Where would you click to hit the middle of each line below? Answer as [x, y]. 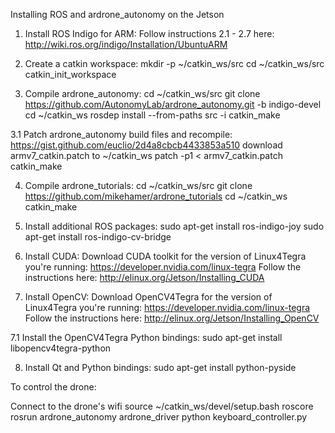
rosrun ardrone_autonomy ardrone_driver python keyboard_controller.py [159, 417]
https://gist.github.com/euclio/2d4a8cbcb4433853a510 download [146, 145]
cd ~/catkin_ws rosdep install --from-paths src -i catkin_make [152, 115]
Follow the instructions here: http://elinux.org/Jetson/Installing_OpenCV [172, 318]
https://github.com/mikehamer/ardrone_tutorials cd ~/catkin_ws [156, 196]
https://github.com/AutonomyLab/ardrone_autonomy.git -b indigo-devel [173, 104]
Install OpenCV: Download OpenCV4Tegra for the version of [148, 297]
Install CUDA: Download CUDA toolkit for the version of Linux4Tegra [165, 256]
